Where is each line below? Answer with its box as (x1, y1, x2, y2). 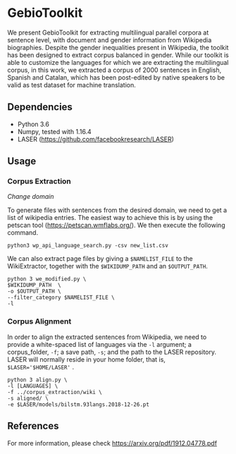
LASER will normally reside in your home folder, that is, (7, 355, 166, 364)
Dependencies (7, 101, 73, 114)
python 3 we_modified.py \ (7, 276, 87, 283)
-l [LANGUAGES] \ (7, 382, 58, 389)
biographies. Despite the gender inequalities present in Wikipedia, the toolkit (7, 43, 229, 51)
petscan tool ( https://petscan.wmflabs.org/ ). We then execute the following (7, 221, 225, 230)
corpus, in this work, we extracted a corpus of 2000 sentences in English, (7, 66, 222, 74)
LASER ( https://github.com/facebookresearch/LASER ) (17, 135, 175, 143)
